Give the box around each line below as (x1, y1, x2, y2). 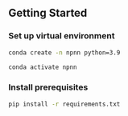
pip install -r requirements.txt (8, 100, 121, 108)
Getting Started (8, 6, 88, 20)
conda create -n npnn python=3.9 (8, 48, 121, 57)
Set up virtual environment (8, 30, 115, 42)
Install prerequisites (8, 82, 89, 93)
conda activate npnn (8, 63, 78, 71)
